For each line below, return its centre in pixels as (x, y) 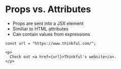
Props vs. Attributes (48, 9)
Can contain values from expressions (51, 34)
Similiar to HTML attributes (41, 28)
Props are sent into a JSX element (48, 23)
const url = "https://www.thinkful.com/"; (51, 43)
